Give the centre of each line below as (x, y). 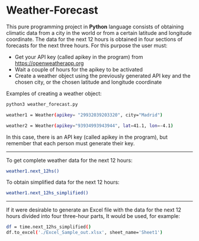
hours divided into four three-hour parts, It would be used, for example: (93, 216)
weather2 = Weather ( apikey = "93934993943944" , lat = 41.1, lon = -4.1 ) (90, 126)
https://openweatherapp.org (49, 63)
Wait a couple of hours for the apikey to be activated (79, 69)
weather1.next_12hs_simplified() (47, 193)
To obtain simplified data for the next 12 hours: (63, 182)
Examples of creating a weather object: (54, 93)
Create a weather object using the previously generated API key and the (102, 76)
